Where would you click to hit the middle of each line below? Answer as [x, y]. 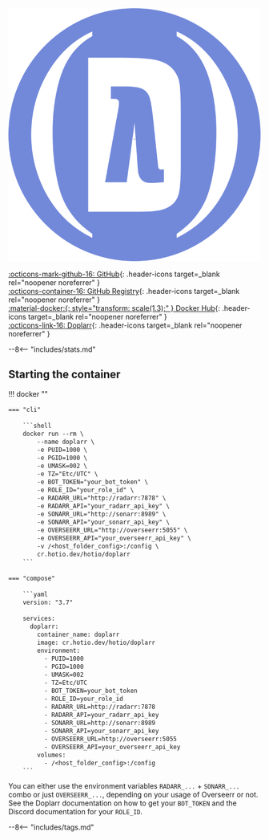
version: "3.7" [48, 602]
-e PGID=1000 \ [62, 458]
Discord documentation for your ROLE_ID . [75, 811]
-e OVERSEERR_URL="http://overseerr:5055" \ [112, 530]
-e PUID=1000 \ [62, 450]
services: [39, 618]
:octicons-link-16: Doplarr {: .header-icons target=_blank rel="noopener [125, 325]
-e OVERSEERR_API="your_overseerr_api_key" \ [114, 538]
